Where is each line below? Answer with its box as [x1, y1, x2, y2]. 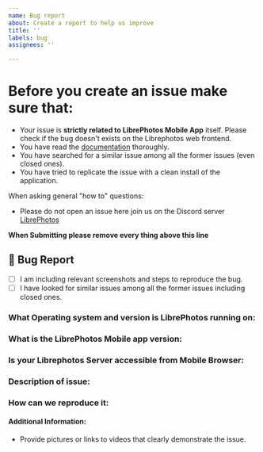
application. [19, 176, 59, 186]
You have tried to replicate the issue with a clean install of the [19, 167, 220, 177]
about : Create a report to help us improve [8, 19, 154, 27]
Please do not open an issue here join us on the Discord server [19, 207, 225, 216]
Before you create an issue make [8, 82, 228, 100]
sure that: [8, 99, 74, 117]
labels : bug [8, 33, 48, 42]
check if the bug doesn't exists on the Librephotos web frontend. [19, 134, 232, 144]
